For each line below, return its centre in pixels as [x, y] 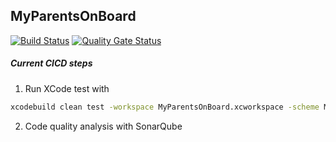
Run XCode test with [67, 88]
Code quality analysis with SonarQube [103, 126]
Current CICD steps [51, 63]
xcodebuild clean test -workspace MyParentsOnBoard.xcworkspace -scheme [165, 107]
